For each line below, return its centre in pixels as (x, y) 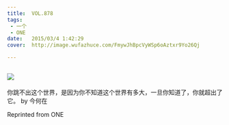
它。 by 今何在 (27, 100)
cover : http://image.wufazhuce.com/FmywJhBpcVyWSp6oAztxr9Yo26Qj (104, 45)
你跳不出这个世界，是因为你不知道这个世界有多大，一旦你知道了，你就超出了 (115, 92)
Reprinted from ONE (36, 114)
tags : (15, 20)
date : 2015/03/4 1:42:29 (45, 39)
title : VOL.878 (30, 13)
